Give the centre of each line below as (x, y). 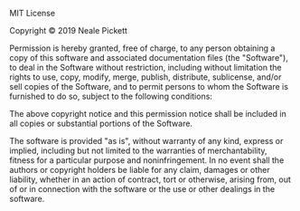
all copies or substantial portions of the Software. (101, 123)
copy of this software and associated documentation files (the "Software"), (149, 58)
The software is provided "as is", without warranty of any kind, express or (146, 141)
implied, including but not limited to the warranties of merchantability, (139, 150)
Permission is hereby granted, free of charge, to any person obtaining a (142, 48)
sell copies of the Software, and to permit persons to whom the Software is (149, 86)
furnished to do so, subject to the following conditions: (111, 96)
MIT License (33, 13)
